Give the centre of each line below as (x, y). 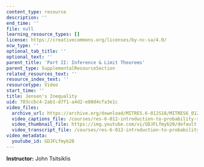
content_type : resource (36, 12)
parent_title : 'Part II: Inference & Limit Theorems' (76, 62)
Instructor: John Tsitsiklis (39, 159)
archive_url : (28, 113)
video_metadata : (27, 136)
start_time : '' (25, 91)
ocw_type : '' (23, 46)
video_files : (23, 107)
